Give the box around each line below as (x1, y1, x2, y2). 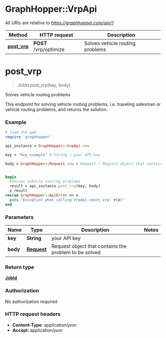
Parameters (5, 214, 34, 221)
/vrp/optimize (33, 46, 65, 53)
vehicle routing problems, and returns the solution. (5, 106, 108, 112)
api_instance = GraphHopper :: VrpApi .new (5, 143, 90, 149)
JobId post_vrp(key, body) (17, 82, 71, 88)
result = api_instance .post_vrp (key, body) (9, 184, 100, 188)
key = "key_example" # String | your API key (5, 152, 100, 157)
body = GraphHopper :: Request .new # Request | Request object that (5, 161, 145, 166)
